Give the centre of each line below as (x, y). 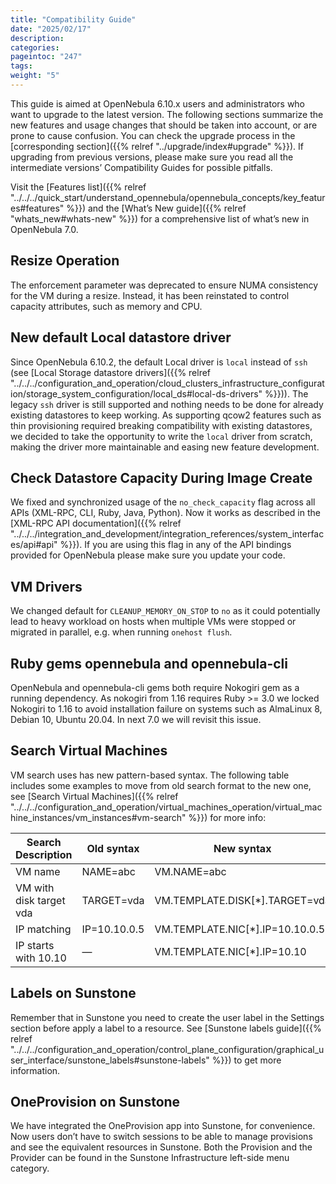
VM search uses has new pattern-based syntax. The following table (150, 775)
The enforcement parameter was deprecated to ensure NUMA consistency (164, 285)
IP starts (35, 945)
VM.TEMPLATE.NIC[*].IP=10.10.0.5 (240, 929)
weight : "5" (35, 76)
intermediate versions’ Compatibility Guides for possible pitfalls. (141, 167)
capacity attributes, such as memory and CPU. (106, 306)
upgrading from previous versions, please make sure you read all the (152, 157)
